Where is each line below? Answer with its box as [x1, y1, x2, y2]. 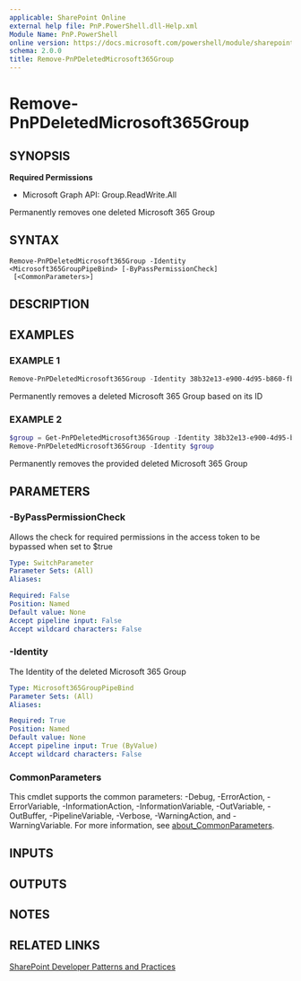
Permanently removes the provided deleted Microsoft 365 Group [9, 458, 248, 469]
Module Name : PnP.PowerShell [9, 30, 118, 39]
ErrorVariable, [9, 801, 61, 812]
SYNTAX [9, 232, 60, 248]
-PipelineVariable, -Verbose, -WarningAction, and [48, 810, 231, 821]
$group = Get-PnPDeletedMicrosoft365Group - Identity [9, 434, 211, 442]
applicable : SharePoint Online [9, 13, 126, 22]
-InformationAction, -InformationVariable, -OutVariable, [62, 801, 266, 812]
